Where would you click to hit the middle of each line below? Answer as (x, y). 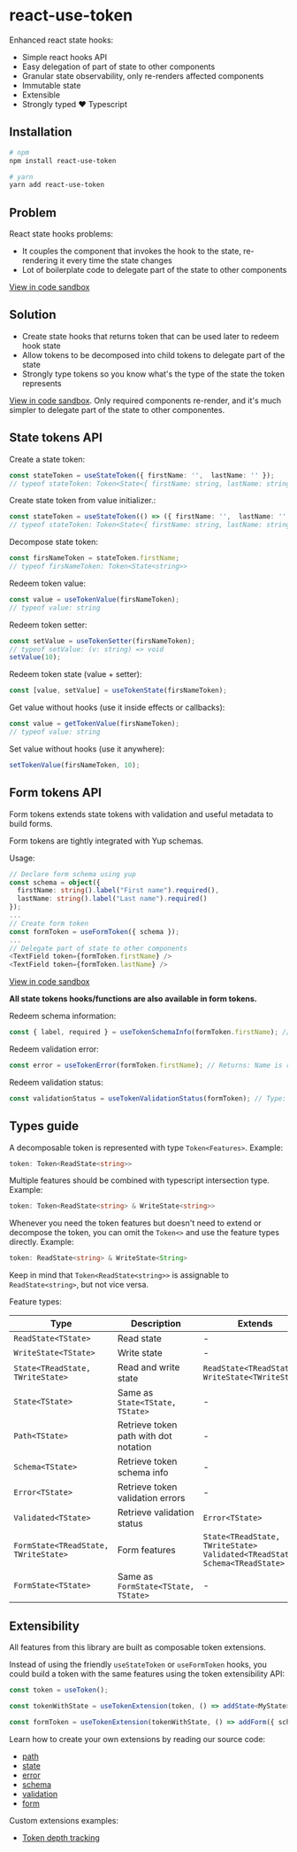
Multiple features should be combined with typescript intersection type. (139, 1180)
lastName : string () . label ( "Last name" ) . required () (112, 899)
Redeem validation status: (56, 1082)
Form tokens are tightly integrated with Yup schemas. (107, 840)
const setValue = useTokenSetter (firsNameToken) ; (103, 641)
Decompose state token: (54, 542)
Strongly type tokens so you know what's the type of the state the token (153, 374)
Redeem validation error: (54, 1049)
